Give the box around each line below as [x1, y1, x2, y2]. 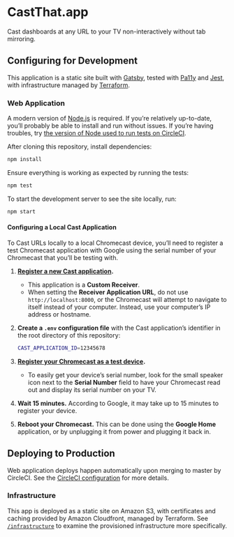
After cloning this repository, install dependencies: [7, 142, 152, 151]
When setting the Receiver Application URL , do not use [27, 287, 189, 296]
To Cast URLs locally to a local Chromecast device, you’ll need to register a [7, 239, 224, 247]
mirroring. [7, 34, 36, 43]
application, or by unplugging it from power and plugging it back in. [17, 427, 212, 436]
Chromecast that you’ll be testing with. [7, 253, 119, 262]
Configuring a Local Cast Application [7, 223, 117, 232]
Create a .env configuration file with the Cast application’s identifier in [17, 324, 221, 332]
